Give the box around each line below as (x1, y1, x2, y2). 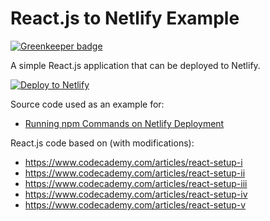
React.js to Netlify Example (10, 7, 240, 30)
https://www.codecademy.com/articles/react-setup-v (24, 198, 247, 211)
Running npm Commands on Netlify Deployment (24, 117, 225, 129)
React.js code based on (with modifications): (10, 137, 195, 149)
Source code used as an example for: (10, 98, 165, 110)
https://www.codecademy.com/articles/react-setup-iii (24, 177, 248, 189)
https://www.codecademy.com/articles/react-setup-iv (24, 188, 248, 200)
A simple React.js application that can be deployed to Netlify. (10, 59, 261, 71)
